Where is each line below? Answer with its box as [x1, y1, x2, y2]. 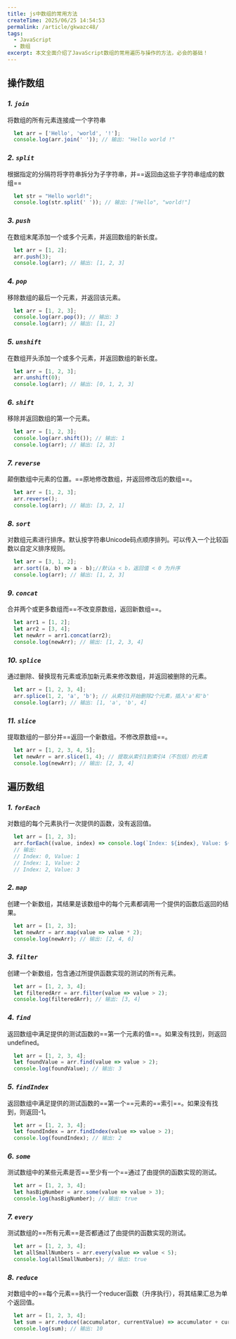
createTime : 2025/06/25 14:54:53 [7, 17, 105, 24]
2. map [7, 883, 27, 893]
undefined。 [7, 1038, 44, 1047]
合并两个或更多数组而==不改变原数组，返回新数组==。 [7, 605, 166, 614]
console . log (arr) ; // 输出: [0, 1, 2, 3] [13, 381, 135, 388]
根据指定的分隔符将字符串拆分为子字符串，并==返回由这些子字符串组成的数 [7, 169, 225, 178]
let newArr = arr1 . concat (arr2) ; [13, 632, 112, 639]
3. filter [7, 952, 39, 962]
